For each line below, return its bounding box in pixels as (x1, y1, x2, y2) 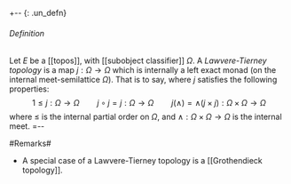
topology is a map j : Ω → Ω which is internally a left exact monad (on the (9, 65, 277, 76)
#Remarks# (9, 138, 51, 149)
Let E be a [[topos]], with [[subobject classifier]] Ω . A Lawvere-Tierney (9, 55, 268, 66)
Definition (9, 28, 45, 38)
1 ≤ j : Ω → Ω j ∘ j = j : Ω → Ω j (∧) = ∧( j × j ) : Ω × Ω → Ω (32, 98, 266, 108)
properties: (9, 84, 50, 94)
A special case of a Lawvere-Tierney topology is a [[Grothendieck (21, 156, 263, 166)
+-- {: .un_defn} (9, 8, 67, 18)
